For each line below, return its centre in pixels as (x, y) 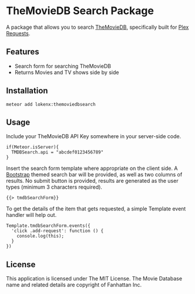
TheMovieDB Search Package (80, 11)
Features (23, 52)
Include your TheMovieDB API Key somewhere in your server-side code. (94, 136)
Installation (27, 91)
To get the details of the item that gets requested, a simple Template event (96, 209)
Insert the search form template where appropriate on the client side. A (92, 168)
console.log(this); (41, 236)
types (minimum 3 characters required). (54, 187)
